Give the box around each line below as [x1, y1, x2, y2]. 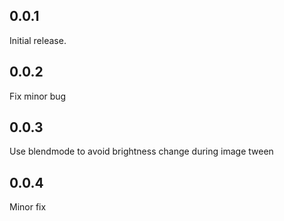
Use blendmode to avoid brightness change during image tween [9, 145, 274, 158]
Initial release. [9, 34, 67, 46]
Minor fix [9, 201, 47, 213]
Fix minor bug [9, 90, 67, 102]
